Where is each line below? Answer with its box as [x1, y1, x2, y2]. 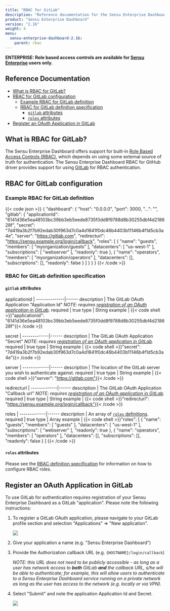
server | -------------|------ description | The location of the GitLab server [5, 365, 160, 371]
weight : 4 [5, 26, 26, 31]
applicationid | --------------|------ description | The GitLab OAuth [5, 296, 144, 302]
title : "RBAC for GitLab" [5, 7, 60, 13]
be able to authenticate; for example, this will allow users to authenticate [12, 570, 165, 576]
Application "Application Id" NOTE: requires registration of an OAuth [5, 302, 147, 308]
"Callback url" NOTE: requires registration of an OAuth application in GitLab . [5, 390, 164, 397]
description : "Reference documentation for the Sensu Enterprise [5, 12, 146, 17]
